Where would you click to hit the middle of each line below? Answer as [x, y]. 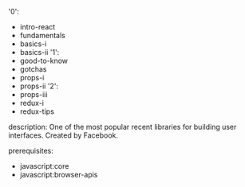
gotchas [33, 69]
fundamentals [42, 35]
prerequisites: [31, 151]
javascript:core [44, 166]
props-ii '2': [39, 86]
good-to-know [44, 60]
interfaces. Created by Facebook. [63, 135]
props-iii [34, 94]
